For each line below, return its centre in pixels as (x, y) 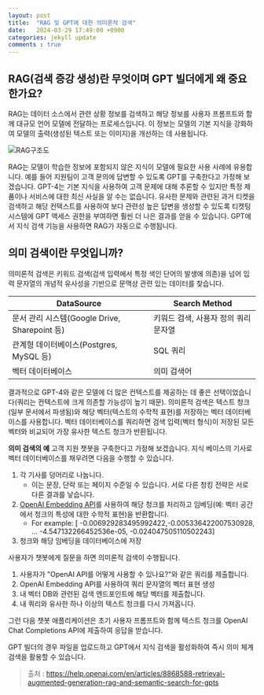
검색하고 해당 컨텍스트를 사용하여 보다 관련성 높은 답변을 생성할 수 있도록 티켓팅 (130, 206)
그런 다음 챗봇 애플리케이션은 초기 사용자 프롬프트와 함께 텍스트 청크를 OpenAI (128, 620)
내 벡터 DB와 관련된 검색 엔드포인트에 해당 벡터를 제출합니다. (112, 593)
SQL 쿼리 (169, 350)
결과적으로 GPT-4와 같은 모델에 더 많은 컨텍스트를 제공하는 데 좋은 (110, 392)
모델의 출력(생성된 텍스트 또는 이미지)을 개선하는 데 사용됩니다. (112, 133)
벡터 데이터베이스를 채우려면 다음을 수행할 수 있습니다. (91, 458)
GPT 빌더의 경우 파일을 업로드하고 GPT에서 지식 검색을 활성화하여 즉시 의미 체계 (131, 647)
